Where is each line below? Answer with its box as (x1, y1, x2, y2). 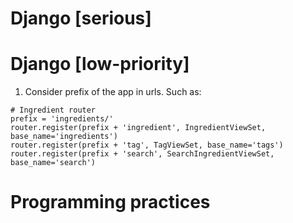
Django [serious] (10, 7, 152, 30)
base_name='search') (10, 158, 97, 168)
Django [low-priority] (10, 53, 190, 76)
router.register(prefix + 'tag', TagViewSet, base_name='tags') (10, 140, 284, 151)
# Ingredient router (10, 105, 97, 116)
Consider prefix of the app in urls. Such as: (24, 86, 202, 98)
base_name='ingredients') (10, 132, 118, 142)
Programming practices (10, 191, 211, 214)
